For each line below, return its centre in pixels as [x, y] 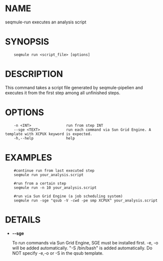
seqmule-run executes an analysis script [46, 22]
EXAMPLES [28, 157]
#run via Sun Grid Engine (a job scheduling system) [68, 196]
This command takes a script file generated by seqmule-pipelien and [74, 87]
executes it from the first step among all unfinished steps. [63, 93]
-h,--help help [45, 138]
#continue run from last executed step [54, 171]
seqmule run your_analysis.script [49, 175]
